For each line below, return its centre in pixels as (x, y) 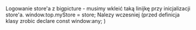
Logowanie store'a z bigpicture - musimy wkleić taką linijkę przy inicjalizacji (98, 9)
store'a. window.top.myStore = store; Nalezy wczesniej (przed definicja (93, 15)
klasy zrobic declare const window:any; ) (56, 21)
